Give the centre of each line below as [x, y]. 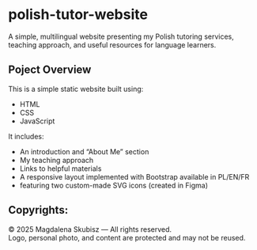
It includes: [26, 136]
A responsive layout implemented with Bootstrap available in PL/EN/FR [134, 176]
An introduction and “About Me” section [84, 151]
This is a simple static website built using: [76, 89]
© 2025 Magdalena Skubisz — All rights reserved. [90, 229]
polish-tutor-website [78, 15]
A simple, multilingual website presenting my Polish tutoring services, [121, 36]
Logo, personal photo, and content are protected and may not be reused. [127, 237]
